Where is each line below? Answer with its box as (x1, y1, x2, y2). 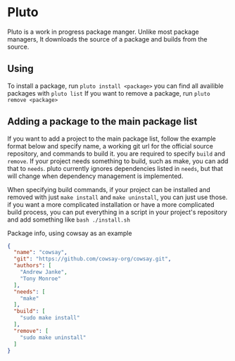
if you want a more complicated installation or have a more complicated (7, 200, 215, 208)
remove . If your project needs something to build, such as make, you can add (7, 156, 229, 165)
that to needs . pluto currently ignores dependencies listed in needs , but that (7, 164, 223, 172)
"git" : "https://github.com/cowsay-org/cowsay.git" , (13, 255, 172, 262)
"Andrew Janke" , (20, 269, 68, 276)
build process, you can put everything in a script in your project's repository (7, 208, 227, 216)
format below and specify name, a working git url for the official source (7, 141, 213, 150)
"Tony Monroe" (20, 275, 61, 282)
